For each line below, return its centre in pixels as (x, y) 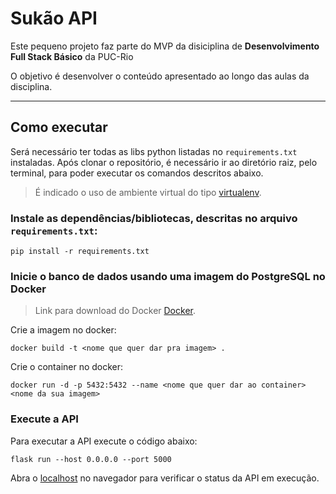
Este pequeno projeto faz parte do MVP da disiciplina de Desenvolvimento (165, 46)
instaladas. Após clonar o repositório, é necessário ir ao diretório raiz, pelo (164, 162)
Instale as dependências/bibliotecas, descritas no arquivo (154, 218)
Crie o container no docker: (67, 367)
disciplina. (31, 86)
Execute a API (44, 419)
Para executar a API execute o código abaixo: (104, 441)
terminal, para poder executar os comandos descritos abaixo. (137, 173)
